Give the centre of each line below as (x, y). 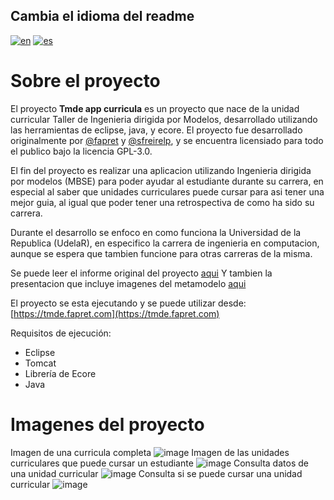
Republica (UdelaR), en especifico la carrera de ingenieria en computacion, (165, 243)
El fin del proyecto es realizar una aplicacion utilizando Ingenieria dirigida (161, 170)
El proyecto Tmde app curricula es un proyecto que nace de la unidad (155, 108)
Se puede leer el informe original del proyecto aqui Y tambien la (141, 273)
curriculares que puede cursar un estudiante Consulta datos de (159, 463)
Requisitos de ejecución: (61, 333)
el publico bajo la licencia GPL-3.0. (81, 151)
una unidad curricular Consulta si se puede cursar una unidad (156, 473)
